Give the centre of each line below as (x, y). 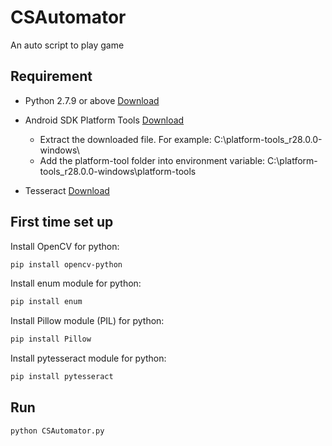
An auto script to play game (67, 45)
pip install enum (46, 302)
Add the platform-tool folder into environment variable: (152, 160)
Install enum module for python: (76, 283)
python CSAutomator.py (57, 431)
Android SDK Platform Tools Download (104, 120)
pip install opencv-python (66, 264)
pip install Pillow (51, 339)
